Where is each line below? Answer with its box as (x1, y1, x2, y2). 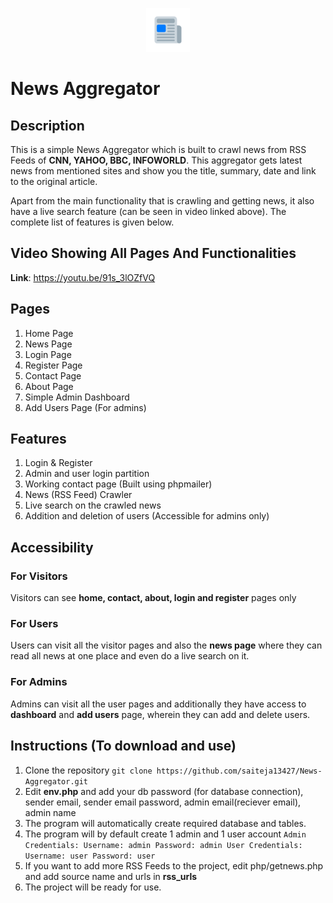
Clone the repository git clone (24, 764, 153, 776)
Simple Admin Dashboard (24, 391, 130, 403)
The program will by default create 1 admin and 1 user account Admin (24, 828, 307, 840)
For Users (10, 617, 59, 631)
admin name (24, 806, 77, 818)
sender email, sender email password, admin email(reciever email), (24, 796, 302, 808)
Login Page (24, 348, 72, 360)
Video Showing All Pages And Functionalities (10, 245, 297, 262)
